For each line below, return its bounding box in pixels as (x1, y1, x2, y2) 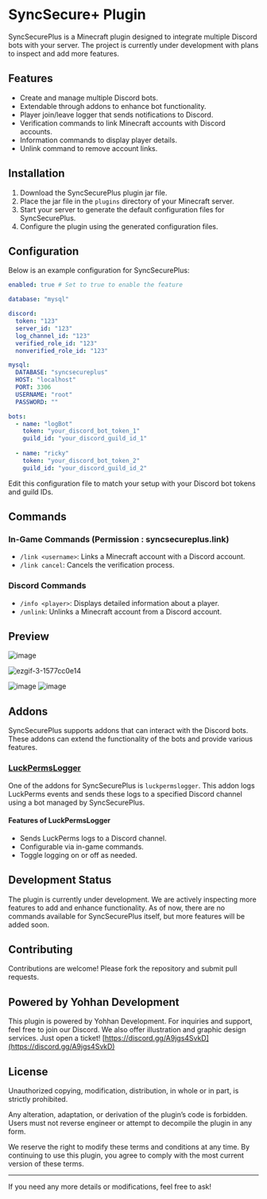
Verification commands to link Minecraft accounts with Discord (19, 118, 226, 128)
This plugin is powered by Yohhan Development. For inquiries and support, (8, 1016, 253, 1026)
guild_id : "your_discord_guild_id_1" (22, 435, 148, 443)
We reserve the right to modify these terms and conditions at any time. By (8, 1142, 250, 1151)
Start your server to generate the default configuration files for (19, 204, 225, 214)
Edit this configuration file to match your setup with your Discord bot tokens (8, 479, 256, 488)
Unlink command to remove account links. (19, 143, 158, 153)
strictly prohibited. (8, 1094, 68, 1104)
